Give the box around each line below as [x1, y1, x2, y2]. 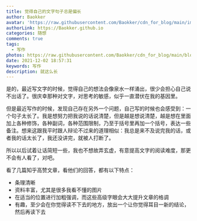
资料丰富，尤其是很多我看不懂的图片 [14, 186, 103, 193]
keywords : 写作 [6, 63, 42, 69]
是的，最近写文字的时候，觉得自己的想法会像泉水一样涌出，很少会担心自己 [6, 86, 186, 93]
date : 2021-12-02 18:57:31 [6, 57, 72, 63]
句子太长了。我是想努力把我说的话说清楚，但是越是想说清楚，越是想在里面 [11, 113, 191, 120]
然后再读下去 [14, 209, 46, 216]
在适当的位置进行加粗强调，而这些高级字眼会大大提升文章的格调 [14, 194, 169, 201]
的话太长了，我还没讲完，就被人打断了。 [16, 134, 114, 141]
